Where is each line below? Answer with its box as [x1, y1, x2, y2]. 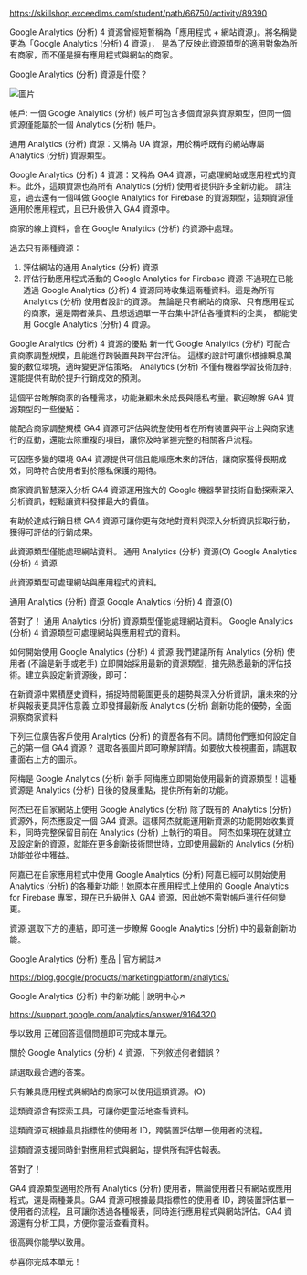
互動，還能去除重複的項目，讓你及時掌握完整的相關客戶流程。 [25, 434, 258, 445]
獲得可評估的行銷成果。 [9, 527, 98, 537]
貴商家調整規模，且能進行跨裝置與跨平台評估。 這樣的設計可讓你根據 [9, 350, 268, 360]
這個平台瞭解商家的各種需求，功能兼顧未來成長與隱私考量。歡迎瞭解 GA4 [9, 392, 285, 403]
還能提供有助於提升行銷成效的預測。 [9, 373, 146, 383]
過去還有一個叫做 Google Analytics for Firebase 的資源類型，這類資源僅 [25, 192, 294, 203]
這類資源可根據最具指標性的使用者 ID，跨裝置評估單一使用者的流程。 [9, 1125, 268, 1135]
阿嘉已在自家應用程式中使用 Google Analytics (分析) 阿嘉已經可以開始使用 [9, 869, 287, 880]
